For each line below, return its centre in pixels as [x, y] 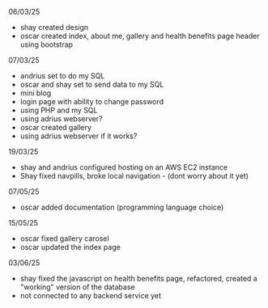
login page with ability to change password [92, 101]
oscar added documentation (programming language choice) [122, 207]
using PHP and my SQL [59, 110]
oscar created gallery [55, 127]
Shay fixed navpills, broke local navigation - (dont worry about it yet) [134, 176]
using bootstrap [47, 44]
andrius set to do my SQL [62, 76]
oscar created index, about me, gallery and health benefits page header [140, 36]
